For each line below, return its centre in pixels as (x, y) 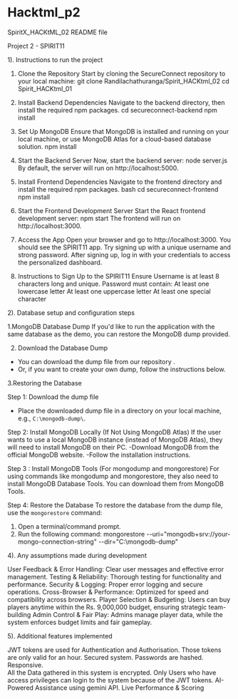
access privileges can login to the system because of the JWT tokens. (110, 680)
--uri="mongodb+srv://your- (188, 534)
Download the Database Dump (63, 348)
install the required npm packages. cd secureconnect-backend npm (117, 110)
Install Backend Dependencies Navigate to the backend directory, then (121, 102)
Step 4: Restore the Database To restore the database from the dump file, (115, 505)
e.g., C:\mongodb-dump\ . (52, 418)
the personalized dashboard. (60, 262)
